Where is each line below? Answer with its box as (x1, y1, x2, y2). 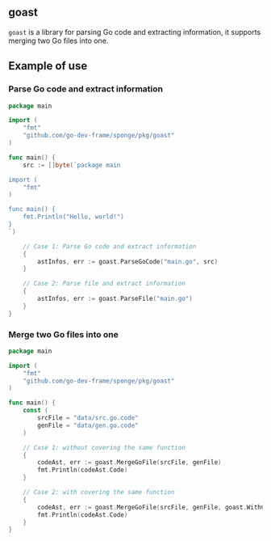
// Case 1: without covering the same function (23, 443, 186, 451)
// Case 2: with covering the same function (23, 488, 175, 497)
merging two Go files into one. (8, 36, 109, 45)
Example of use (8, 59, 88, 73)
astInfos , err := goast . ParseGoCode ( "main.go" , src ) (37, 257, 219, 265)
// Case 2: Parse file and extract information (23, 280, 186, 288)
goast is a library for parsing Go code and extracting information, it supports (8, 27, 261, 36)
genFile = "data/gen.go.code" (37, 421, 139, 429)
